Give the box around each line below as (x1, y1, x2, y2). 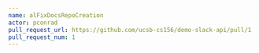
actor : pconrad (8, 19, 58, 26)
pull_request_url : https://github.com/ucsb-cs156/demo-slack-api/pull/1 (8, 26, 252, 34)
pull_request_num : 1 (8, 33, 76, 41)
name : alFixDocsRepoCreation (8, 11, 104, 19)
